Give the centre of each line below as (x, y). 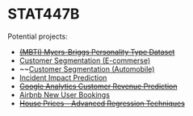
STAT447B (44, 14)
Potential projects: (38, 36)
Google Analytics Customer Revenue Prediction (98, 86)
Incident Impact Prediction (63, 77)
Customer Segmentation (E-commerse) (85, 60)
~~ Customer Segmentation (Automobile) (87, 68)
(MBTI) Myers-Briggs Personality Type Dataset (97, 52)
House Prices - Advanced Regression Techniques (102, 103)
